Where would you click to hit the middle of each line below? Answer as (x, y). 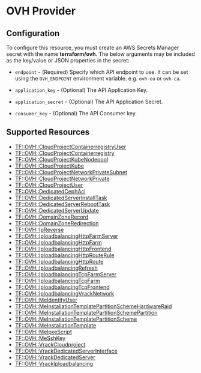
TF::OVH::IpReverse (39, 229)
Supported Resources (48, 132)
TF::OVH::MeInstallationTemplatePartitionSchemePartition (86, 312)
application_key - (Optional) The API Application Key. (81, 90)
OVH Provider (41, 11)
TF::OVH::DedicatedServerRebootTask (62, 204)
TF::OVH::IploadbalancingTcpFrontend (62, 287)
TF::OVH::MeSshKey (40, 338)
